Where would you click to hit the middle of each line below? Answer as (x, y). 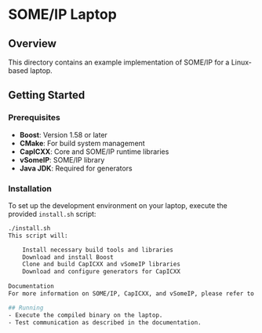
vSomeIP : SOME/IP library (62, 159)
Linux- (242, 62)
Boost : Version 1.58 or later (64, 134)
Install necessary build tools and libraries (98, 250)
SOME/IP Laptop (63, 15)
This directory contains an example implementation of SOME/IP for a (119, 62)
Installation (30, 188)
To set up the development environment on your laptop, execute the (118, 205)
